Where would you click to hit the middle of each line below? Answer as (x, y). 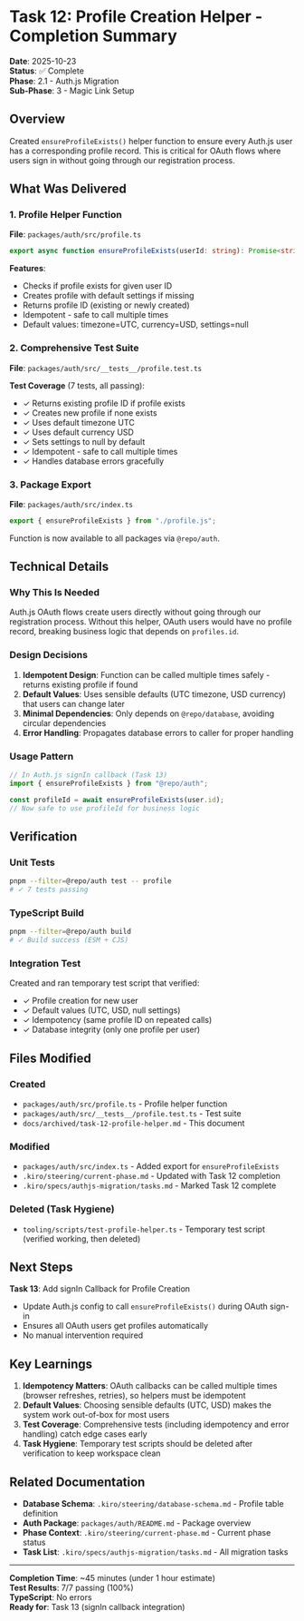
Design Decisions (49, 655)
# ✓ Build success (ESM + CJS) (69, 940)
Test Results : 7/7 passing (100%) (71, 1588)
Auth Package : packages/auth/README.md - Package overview (137, 1523)
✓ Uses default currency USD (78, 432)
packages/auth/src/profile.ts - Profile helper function (125, 1104)
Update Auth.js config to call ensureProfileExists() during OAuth (145, 1307)
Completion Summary (94, 36)
